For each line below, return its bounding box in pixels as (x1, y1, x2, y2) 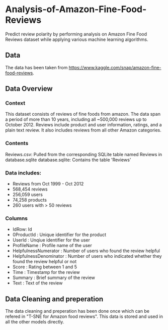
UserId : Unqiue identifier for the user (12, 237, 91, 243)
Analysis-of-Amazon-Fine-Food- (5, 4, 147, 15)
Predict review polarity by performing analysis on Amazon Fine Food (5, 31, 147, 37)
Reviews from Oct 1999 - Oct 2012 (12, 181, 84, 187)
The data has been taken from (5, 64, 68, 70)
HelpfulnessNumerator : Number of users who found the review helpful (12, 248, 160, 254)
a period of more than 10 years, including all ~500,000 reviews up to (5, 116, 147, 122)
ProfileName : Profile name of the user (12, 243, 92, 249)
